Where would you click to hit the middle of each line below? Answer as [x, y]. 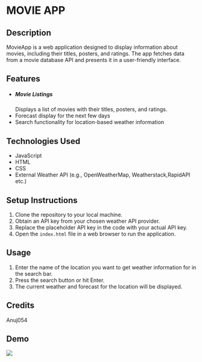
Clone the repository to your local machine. [68, 214]
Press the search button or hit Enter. [60, 280]
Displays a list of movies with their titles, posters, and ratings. [91, 110]
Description [29, 33]
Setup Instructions [42, 200]
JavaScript [28, 156]
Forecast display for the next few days [62, 116]
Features [23, 79]
